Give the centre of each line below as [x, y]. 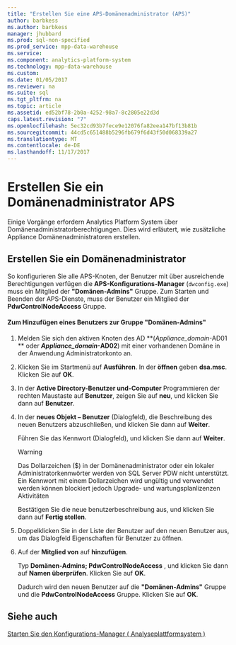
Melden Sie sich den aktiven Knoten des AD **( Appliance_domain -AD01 [122, 338]
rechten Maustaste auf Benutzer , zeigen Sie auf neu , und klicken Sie [118, 395]
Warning [30, 452]
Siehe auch [33, 617]
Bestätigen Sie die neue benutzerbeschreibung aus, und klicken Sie [116, 509]
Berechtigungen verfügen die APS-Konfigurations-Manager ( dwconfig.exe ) [118, 283]
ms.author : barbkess [38, 27]
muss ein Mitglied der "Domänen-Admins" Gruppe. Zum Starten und [108, 291]
